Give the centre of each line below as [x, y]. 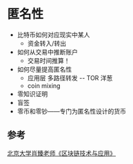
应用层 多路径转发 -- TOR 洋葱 [70, 78]
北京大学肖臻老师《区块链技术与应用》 [61, 153]
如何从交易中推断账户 [47, 52]
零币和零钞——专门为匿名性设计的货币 [71, 111]
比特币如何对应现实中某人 [53, 35]
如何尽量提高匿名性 [44, 69]
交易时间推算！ [49, 60]
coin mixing [44, 85]
